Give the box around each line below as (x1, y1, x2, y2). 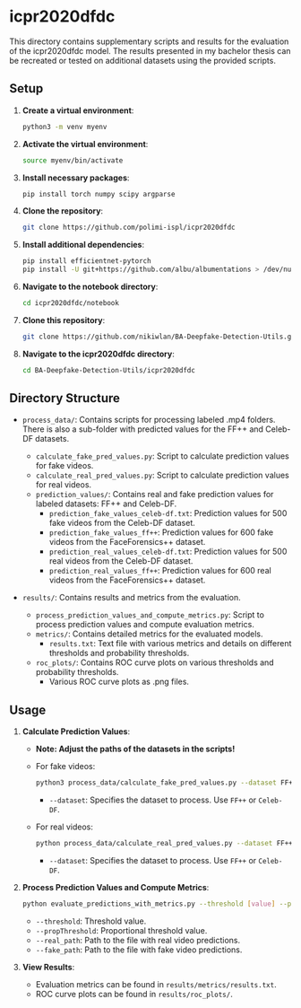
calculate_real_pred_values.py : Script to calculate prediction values (35, 469, 289, 481)
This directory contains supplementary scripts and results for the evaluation (9, 36, 289, 47)
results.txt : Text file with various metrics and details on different (48, 638, 292, 649)
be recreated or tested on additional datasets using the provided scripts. (9, 55, 276, 66)
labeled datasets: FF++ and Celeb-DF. (35, 498, 177, 509)
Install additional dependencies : (21, 240, 145, 250)
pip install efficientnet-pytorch (21, 257, 151, 266)
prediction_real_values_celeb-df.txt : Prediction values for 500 (48, 546, 288, 557)
